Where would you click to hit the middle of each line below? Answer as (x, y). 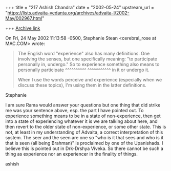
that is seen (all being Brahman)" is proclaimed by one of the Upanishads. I (84, 143)
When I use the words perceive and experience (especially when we (90, 80)
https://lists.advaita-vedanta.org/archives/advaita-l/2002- (68, 13)
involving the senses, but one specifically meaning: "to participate (88, 59)
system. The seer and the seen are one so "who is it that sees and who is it (84, 137)
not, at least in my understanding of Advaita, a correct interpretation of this (84, 132)
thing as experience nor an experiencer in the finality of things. (72, 154)
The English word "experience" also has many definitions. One (84, 54)
